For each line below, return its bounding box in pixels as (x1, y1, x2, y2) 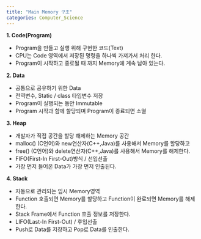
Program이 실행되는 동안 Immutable (15, 99, 103, 107)
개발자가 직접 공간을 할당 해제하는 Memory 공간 (15, 132, 130, 139)
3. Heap (6, 119, 27, 127)
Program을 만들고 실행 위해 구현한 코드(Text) (15, 44, 123, 51)
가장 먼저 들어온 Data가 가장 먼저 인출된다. (15, 163, 117, 170)
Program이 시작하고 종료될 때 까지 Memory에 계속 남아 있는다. (15, 59, 166, 67)
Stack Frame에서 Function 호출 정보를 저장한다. (15, 210, 131, 218)
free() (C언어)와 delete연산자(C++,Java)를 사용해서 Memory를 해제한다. (15, 147, 191, 155)
